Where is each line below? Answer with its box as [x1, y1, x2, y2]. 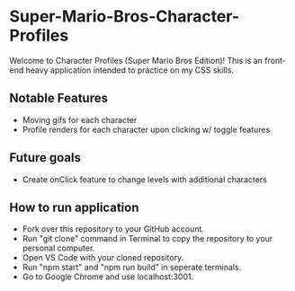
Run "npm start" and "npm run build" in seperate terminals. [22, 262, 242, 273]
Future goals [9, 150, 81, 165]
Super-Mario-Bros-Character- [9, 6, 240, 27]
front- [264, 55, 286, 66]
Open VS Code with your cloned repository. [22, 252, 184, 263]
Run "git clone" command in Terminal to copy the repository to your [22, 234, 273, 244]
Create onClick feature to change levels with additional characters [22, 173, 268, 185]
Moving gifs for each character [22, 114, 138, 125]
